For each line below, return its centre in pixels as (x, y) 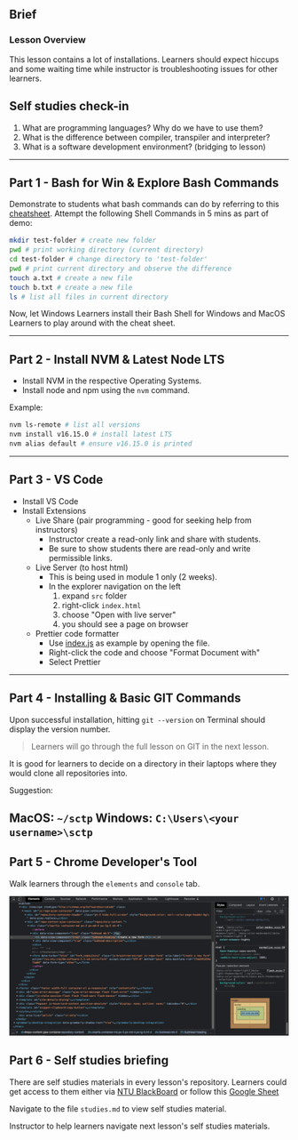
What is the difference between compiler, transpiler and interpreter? (146, 137)
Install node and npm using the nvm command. (106, 390)
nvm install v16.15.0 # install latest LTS (91, 435)
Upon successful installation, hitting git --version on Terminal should (137, 719)
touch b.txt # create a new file (71, 287)
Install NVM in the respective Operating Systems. (112, 381)
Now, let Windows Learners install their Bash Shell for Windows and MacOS (147, 314)
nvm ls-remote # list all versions (75, 425)
